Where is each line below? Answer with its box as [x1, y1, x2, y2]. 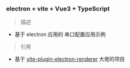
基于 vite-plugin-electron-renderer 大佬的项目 [14, 56, 125, 63]
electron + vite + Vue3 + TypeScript [6, 5, 110, 13]
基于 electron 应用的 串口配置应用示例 [14, 31, 106, 38]
